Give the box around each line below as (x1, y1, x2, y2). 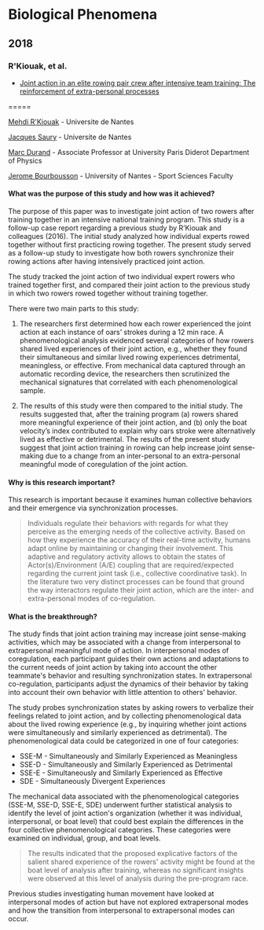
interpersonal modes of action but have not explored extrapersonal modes (8, 898, 249, 907)
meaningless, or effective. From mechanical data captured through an (19, 361, 246, 370)
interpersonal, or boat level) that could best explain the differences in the (8, 817, 244, 826)
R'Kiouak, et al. (8, 61, 68, 72)
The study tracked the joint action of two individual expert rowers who (8, 272, 236, 281)
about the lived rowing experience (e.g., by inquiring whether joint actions (8, 719, 247, 729)
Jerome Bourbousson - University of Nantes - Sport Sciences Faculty (8, 171, 233, 180)
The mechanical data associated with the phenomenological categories (8, 792, 240, 801)
